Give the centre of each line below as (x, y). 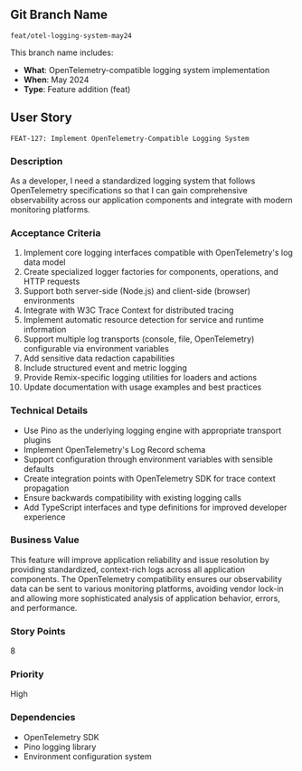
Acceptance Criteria (56, 232)
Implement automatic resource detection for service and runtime (144, 320)
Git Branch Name (59, 15)
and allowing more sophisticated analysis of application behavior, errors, (146, 598)
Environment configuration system (87, 756)
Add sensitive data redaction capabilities (99, 358)
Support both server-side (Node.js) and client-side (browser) (137, 291)
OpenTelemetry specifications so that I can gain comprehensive (129, 190)
